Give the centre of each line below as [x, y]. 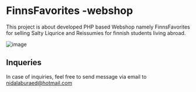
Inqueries [24, 63]
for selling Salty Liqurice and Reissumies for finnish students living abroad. [96, 33]
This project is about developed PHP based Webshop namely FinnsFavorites [98, 27]
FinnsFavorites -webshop [70, 11]
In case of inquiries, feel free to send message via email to [76, 76]
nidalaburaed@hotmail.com [39, 83]
